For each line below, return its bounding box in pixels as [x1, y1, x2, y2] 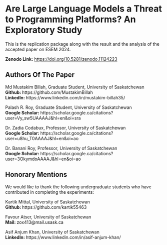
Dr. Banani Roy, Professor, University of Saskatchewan [5, 145, 117, 151]
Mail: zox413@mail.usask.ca [5, 219, 64, 225]
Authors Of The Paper [5, 71, 75, 79]
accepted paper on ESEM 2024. [5, 46, 71, 52]
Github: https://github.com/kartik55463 [5, 204, 87, 210]
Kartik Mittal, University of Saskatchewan [5, 199, 90, 205]
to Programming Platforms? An [5, 14, 136, 25]
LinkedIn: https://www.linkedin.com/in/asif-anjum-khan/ [5, 234, 121, 240]
